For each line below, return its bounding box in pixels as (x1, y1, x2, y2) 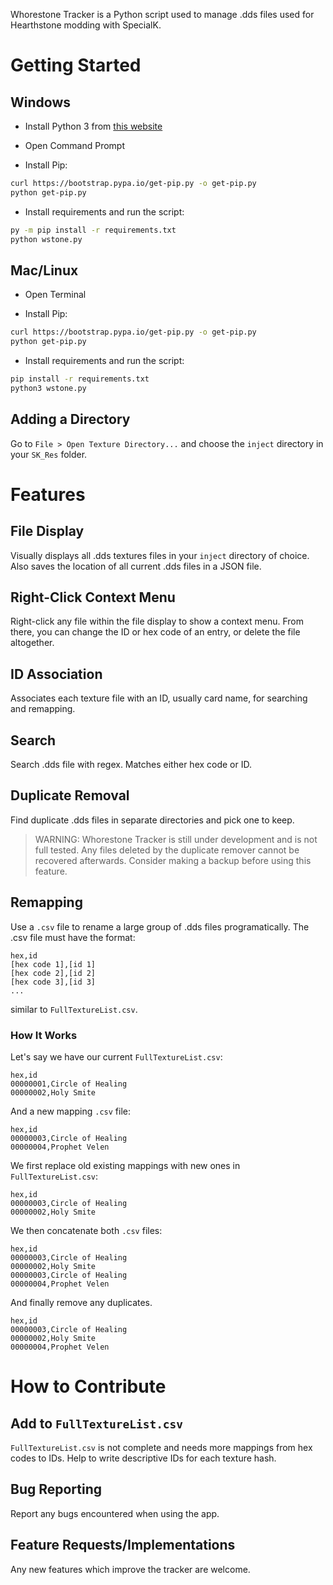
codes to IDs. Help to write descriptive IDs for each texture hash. (10, 1452, 277, 1464)
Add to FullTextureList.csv (10, 1415, 184, 1432)
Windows (10, 94, 71, 111)
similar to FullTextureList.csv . (10, 1003, 138, 1015)
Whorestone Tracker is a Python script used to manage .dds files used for (10, 9, 315, 20)
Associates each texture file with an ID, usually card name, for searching (10, 692, 308, 704)
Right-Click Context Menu (10, 589, 176, 606)
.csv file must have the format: (10, 931, 136, 943)
